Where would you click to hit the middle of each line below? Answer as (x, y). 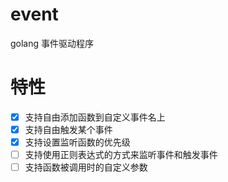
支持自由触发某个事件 (68, 129)
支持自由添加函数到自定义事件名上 (95, 117)
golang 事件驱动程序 (52, 43)
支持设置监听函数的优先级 (77, 142)
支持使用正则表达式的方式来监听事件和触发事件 (121, 155)
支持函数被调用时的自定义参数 (86, 167)
